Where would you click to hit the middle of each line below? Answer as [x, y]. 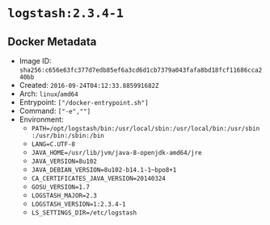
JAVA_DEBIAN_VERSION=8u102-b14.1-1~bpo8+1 [104, 170]
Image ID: [35, 61]
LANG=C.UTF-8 [53, 144]
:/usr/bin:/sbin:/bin [67, 135]
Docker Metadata [52, 42]
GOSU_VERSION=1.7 [61, 187]
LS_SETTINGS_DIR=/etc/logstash [84, 213]
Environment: [41, 119]
